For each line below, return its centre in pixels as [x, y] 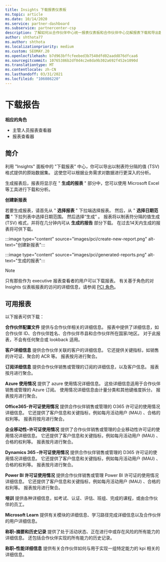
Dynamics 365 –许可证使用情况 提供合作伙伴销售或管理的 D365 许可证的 [79, 452]
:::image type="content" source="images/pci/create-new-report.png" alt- [80, 239]
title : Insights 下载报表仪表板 [36, 10]
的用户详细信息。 [22, 521]
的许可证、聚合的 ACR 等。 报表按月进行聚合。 [53, 356]
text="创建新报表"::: [25, 245]
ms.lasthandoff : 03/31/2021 [34, 74]
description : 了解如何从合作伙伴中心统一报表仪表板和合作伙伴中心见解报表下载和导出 [82, 33]
